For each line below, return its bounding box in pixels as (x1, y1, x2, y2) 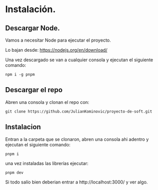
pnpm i (5, 151, 19, 157)
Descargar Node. (5, 24, 60, 32)
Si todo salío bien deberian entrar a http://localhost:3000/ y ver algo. (5, 179, 148, 185)
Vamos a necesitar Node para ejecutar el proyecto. (5, 37, 111, 43)
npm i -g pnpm (5, 72, 35, 77)
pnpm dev (5, 170, 24, 175)
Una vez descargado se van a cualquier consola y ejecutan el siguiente (5, 57, 153, 63)
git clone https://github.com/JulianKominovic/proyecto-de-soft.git (5, 109, 152, 114)
